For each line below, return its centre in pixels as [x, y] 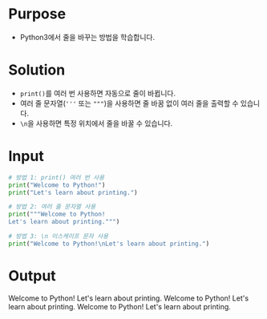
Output [32, 276]
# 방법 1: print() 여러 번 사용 [57, 177]
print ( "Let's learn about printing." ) [73, 192]
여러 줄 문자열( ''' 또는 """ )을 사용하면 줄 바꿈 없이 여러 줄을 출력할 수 [129, 103]
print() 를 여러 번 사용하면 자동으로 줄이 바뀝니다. [98, 93]
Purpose [37, 14]
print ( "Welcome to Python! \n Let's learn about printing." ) [109, 244]
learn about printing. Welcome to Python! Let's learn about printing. [119, 306]
